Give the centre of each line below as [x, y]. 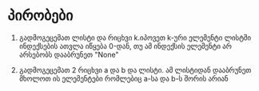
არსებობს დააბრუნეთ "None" [69, 54]
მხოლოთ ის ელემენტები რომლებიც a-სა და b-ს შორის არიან [124, 78]
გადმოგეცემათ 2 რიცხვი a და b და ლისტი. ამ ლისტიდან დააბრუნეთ [135, 69]
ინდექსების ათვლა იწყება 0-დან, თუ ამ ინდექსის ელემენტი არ [126, 45]
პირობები [40, 16]
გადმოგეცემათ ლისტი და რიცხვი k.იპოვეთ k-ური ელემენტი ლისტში [135, 38]
